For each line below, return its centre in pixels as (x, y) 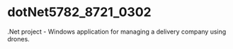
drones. (18, 38)
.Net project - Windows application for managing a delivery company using (117, 31)
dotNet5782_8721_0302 (79, 12)
